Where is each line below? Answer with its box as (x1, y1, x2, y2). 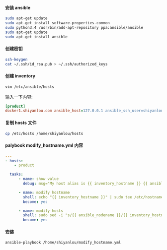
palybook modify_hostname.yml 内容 (5, 142, 83, 148)
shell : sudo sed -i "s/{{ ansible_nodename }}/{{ (23, 213, 128, 218)
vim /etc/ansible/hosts (5, 84, 55, 89)
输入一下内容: (5, 94, 33, 100)
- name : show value (18, 177, 59, 182)
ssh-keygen (5, 57, 28, 62)
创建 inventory (5, 73, 36, 79)
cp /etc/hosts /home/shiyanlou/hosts (5, 131, 83, 136)
